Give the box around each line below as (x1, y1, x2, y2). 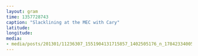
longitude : (6, 30, 33, 36)
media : (6, 36, 22, 41)
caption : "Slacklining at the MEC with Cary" (6, 19, 120, 25)
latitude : (6, 24, 31, 31)
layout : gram (6, 8, 38, 15)
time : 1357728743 (6, 14, 49, 20)
